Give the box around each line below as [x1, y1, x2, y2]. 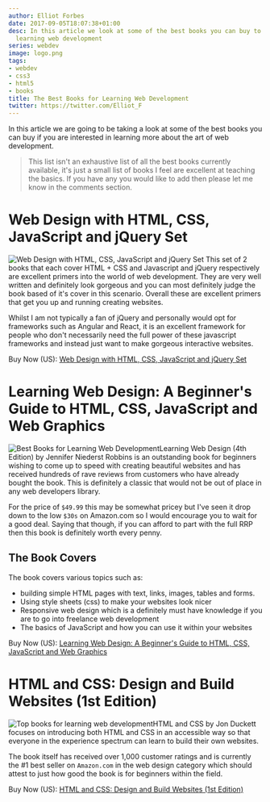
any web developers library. [8, 487, 101, 496]
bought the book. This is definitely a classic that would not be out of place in [8, 478, 262, 487]
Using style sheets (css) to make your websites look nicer [19, 596, 212, 606]
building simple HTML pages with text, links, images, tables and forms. [19, 588, 255, 598]
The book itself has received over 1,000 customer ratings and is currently [8, 751, 251, 761]
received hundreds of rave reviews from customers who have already [8, 470, 239, 478]
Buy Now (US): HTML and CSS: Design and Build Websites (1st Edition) [8, 784, 244, 794]
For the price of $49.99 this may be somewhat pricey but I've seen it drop [8, 502, 251, 512]
